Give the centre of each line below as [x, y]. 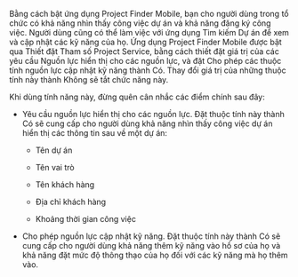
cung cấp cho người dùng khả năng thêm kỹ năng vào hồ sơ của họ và [151, 245]
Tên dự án [54, 150]
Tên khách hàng [65, 185]
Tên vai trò [55, 167]
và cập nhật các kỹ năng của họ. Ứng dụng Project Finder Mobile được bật [145, 42]
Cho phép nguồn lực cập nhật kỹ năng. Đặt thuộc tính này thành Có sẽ [151, 236]
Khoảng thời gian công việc [85, 219]
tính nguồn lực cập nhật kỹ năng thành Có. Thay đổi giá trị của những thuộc [148, 70]
